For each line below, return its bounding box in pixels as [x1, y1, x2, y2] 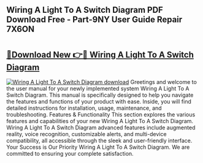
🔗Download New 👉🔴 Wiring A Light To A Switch [6, 49, 194, 60]
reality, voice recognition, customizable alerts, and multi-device [6, 131, 167, 137]
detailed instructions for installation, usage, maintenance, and [6, 104, 162, 112]
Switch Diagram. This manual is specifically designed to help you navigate [6, 91, 194, 99]
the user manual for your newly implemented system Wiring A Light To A [6, 85, 190, 92]
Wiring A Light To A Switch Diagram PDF [6, 5, 164, 15]
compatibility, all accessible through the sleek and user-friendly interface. [6, 137, 193, 144]
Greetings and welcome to [130, 78, 197, 85]
